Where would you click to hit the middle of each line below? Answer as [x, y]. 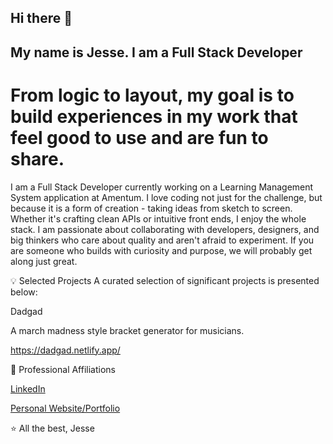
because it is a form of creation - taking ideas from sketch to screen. [151, 208]
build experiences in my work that [154, 116]
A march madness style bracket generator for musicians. [127, 330]
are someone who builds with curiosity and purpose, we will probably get [161, 250]
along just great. [44, 261]
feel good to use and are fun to [139, 137]
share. [37, 158]
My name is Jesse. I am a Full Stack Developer [156, 52]
